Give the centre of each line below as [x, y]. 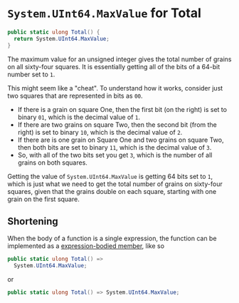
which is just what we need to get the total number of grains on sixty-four [115, 184]
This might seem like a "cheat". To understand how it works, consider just [115, 88]
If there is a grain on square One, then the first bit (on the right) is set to [122, 109]
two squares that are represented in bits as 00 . [75, 96]
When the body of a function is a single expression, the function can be [112, 238]
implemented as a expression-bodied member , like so [86, 246]
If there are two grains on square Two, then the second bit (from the [117, 124]
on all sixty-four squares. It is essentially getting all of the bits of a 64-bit [114, 66]
